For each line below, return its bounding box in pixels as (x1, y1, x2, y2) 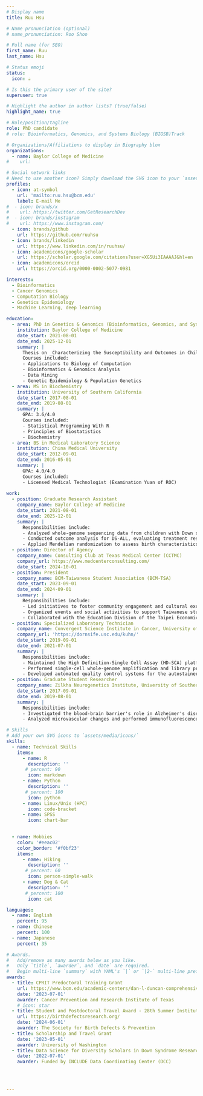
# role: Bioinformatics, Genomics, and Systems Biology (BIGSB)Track (6, 131, 185, 137)
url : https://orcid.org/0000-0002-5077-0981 (17, 266, 131, 272)
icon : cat (28, 896, 53, 902)
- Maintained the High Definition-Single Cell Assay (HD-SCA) (22, 659, 182, 666)
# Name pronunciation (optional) (6, 25, 91, 32)
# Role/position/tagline (6, 119, 69, 126)
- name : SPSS (22, 812, 56, 818)
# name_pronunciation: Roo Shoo (6, 31, 88, 37)
